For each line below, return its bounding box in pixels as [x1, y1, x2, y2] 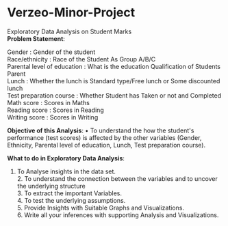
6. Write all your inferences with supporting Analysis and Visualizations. [16, 210, 219, 219]
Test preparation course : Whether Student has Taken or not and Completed [7, 91, 221, 100]
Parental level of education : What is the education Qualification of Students [7, 62, 221, 70]
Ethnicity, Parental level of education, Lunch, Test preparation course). [7, 141, 206, 149]
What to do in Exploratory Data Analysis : [7, 154, 125, 162]
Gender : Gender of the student [7, 48, 96, 56]
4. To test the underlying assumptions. [16, 196, 126, 204]
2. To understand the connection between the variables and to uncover [16, 174, 218, 182]
